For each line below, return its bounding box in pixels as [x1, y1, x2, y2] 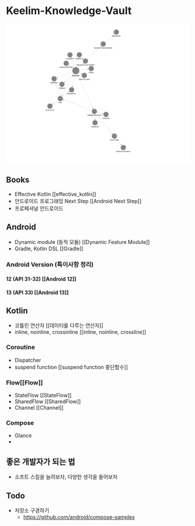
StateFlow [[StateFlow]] [14, 392, 72, 399]
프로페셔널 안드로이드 [14, 205, 64, 212]
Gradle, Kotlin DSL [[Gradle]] [14, 245, 83, 252]
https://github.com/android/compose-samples [23, 513, 135, 520]
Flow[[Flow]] [6, 379, 43, 387]
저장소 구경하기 [14, 507, 50, 514]
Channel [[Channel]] [14, 404, 64, 411]
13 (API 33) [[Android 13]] [6, 288, 69, 296]
